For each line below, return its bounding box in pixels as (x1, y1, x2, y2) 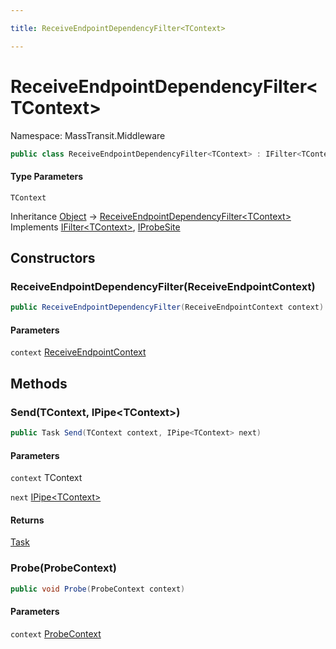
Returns (10, 514, 45, 526)
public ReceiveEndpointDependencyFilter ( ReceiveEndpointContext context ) (10, 302, 325, 313)
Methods (10, 375, 68, 392)
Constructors (10, 250, 96, 267)
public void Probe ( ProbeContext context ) (10, 584, 186, 594)
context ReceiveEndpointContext (10, 346, 147, 358)
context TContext (10, 472, 83, 484)
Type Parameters (10, 171, 84, 183)
